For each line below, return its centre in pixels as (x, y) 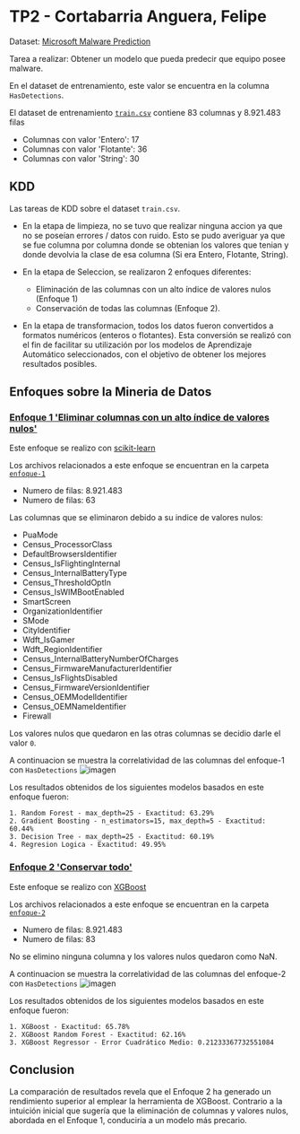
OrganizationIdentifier (62, 611)
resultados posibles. (60, 363)
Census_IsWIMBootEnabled (73, 592)
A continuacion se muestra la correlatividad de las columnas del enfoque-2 (148, 973)
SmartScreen (47, 602)
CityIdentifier (46, 631)
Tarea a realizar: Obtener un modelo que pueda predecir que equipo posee (148, 58)
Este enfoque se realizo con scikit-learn (82, 448)
